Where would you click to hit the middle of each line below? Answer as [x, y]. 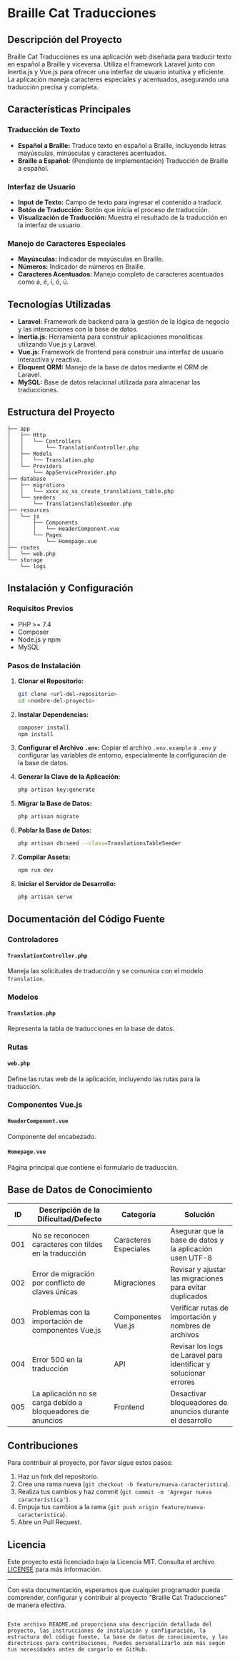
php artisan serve [45, 897]
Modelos [23, 997]
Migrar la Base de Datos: [55, 804]
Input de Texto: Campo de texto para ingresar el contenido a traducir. [120, 202]
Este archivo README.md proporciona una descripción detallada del [110, 1625]
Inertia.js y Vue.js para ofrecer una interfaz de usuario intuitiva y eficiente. [116, 72]
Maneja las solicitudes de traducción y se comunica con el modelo [105, 971]
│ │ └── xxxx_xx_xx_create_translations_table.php [91, 491]
